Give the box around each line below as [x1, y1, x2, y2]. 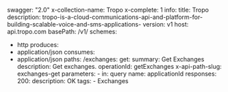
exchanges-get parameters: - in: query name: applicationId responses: [16, 70, 217, 78]
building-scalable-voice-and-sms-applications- [7, 20, 142, 28]
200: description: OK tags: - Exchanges [16, 77, 129, 85]
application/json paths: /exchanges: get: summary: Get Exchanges [16, 55, 205, 63]
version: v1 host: [142, 20, 189, 28]
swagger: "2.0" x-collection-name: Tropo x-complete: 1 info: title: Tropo [7, 6, 209, 14]
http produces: [16, 41, 60, 48]
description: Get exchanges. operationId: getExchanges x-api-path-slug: [16, 63, 223, 70]
